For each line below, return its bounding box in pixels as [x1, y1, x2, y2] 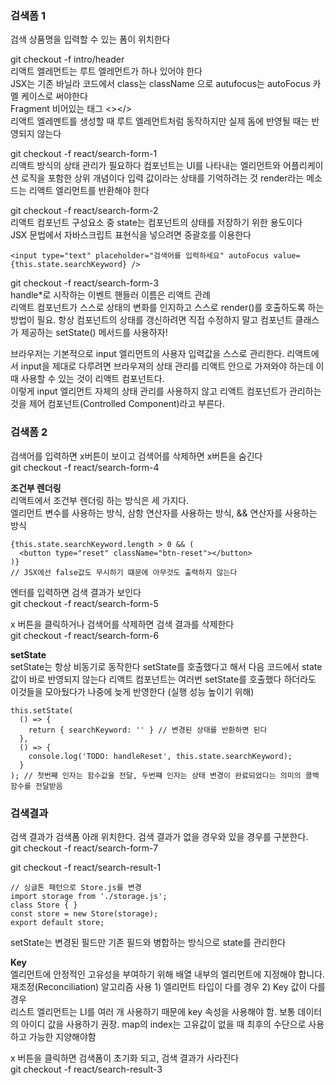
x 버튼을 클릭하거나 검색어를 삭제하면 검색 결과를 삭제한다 [10, 618, 235, 630]
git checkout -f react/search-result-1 [10, 861, 162, 873]
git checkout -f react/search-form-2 [10, 205, 159, 217]
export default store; [10, 917, 105, 927]
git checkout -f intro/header [10, 53, 125, 66]
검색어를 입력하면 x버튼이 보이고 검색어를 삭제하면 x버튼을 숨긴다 [10, 450, 263, 462]
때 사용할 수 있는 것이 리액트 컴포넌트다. [10, 373, 165, 385]
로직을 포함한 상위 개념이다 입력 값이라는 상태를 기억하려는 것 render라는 [20, 172, 305, 184]
